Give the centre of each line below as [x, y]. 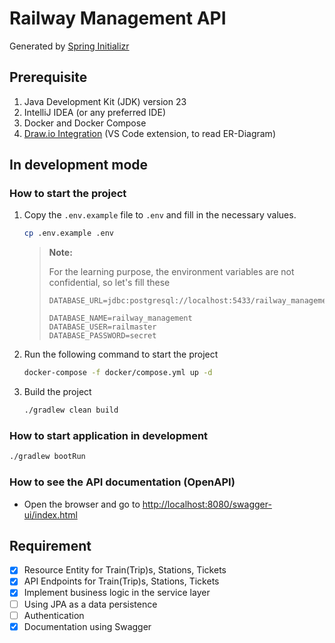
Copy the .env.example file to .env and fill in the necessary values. [160, 215]
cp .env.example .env [68, 233]
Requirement [50, 545]
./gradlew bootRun [47, 457]
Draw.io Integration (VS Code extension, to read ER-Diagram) [149, 133]
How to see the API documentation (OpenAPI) [122, 482]
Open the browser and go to [82, 504]
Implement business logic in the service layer [117, 593]
